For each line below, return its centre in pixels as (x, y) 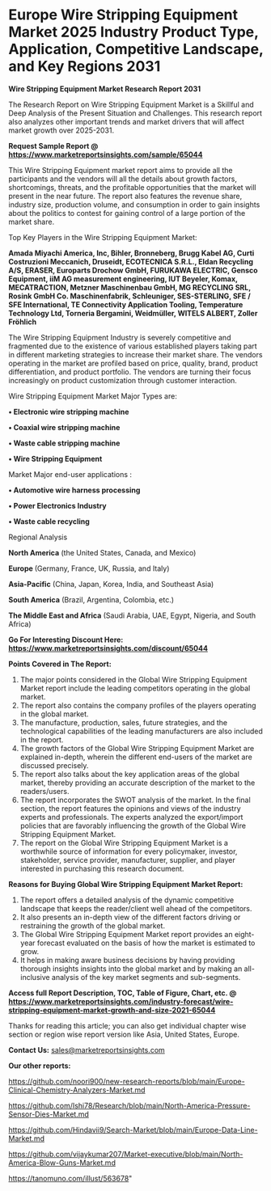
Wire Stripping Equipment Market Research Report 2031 (105, 89)
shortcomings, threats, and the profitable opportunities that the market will (132, 187)
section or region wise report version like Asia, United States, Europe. (124, 1034)
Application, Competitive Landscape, (136, 49)
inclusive (35, 977)
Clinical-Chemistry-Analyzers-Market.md (77, 1090)
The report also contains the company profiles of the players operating (138, 705)
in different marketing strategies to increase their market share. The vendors (135, 354)
